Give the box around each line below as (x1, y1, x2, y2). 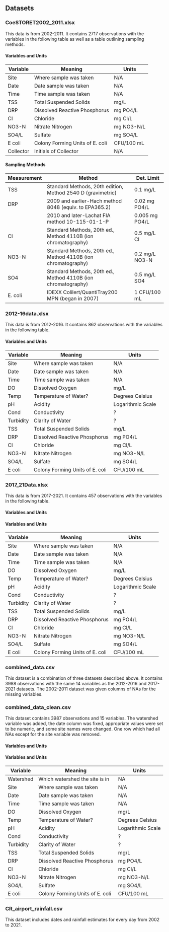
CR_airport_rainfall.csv (5, 905, 63, 912)
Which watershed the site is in (38, 775, 110, 782)
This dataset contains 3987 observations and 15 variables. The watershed (5, 715, 158, 722)
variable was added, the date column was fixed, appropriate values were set (5, 721, 163, 727)
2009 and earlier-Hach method (47, 197, 122, 204)
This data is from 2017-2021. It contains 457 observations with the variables (5, 492, 162, 498)
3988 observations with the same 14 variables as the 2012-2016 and (5, 680, 147, 686)
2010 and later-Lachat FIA (47, 212, 111, 219)
